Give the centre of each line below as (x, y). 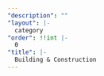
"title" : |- (27, 52)
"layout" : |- (29, 23)
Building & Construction (56, 60)
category (29, 30)
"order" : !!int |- (38, 38)
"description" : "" (38, 15)
